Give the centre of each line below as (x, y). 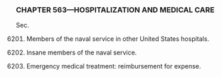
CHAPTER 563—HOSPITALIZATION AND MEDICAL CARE (115, 10)
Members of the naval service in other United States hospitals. (118, 39)
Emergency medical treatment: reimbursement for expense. (113, 66)
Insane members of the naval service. (81, 53)
